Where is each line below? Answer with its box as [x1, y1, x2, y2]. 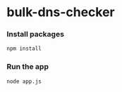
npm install [6, 45, 42, 53]
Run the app [6, 62, 49, 72]
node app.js [6, 78, 42, 85]
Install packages [6, 29, 65, 39]
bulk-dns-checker [6, 4, 116, 20]
